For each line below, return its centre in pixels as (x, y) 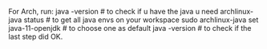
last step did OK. (36, 36)
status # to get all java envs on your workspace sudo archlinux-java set (141, 20)
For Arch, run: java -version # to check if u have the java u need (113, 11)
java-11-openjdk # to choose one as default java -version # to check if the (130, 28)
